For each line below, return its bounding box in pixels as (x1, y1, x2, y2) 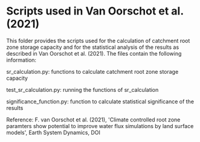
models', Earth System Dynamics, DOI (6, 129, 101, 136)
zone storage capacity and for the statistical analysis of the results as (6, 44, 179, 51)
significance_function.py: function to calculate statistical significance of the (6, 98, 195, 105)
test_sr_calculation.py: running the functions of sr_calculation (6, 86, 159, 93)
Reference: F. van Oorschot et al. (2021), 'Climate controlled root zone (6, 116, 181, 123)
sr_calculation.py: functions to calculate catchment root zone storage (6, 68, 179, 75)
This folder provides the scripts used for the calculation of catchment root (6, 37, 190, 44)
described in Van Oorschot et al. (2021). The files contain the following (6, 50, 182, 57)
